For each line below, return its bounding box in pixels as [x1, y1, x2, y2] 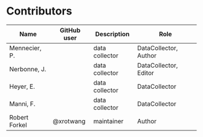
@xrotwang [52, 116, 86, 125]
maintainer [93, 116, 124, 125]
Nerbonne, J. [9, 65, 47, 73]
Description [95, 30, 130, 38]
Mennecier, [9, 43, 42, 52]
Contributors [6, 4, 72, 18]
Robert [9, 113, 29, 121]
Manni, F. [9, 100, 36, 108]
